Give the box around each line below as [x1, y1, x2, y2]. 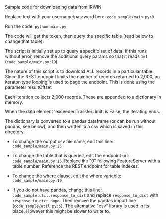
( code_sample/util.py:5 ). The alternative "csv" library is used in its [12, 203, 149, 209]
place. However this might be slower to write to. [12, 208, 110, 214]
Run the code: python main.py [5, 23, 66, 29]
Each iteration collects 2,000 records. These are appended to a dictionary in [5, 94, 162, 100]
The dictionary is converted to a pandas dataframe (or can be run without [5, 118, 156, 124]
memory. [5, 99, 23, 105]
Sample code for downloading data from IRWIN [5, 4, 102, 10]
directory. [5, 129, 25, 135]
